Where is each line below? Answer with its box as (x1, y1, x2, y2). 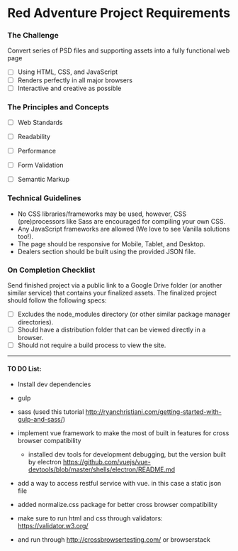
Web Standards (17, 118, 63, 126)
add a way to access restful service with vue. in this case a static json (17, 479, 222, 488)
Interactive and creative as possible (17, 84, 122, 92)
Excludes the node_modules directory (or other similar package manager (17, 310, 231, 318)
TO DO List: (7, 364, 42, 373)
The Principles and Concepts (7, 102, 110, 111)
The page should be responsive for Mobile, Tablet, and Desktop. (17, 239, 205, 248)
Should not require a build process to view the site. (17, 341, 166, 349)
